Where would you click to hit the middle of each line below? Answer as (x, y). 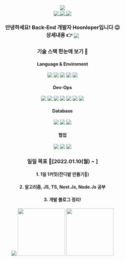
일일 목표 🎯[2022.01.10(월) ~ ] (62, 161)
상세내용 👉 (59, 35)
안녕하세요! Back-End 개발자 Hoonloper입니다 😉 (62, 27)
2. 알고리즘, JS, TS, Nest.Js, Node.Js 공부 (62, 187)
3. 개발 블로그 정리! (62, 199)
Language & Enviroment (62, 64)
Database (62, 111)
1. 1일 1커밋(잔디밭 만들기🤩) (62, 174)
